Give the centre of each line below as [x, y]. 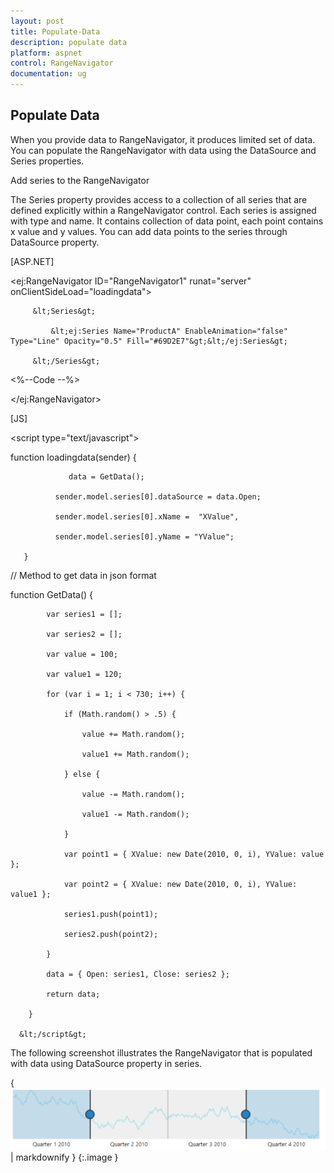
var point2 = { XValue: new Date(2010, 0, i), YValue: [180, 884]
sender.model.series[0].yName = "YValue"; [144, 536]
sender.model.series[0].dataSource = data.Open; [158, 496]
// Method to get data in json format [83, 575]
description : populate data [69, 42]
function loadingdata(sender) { [73, 457]
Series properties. [47, 161]
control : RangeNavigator [62, 63]
